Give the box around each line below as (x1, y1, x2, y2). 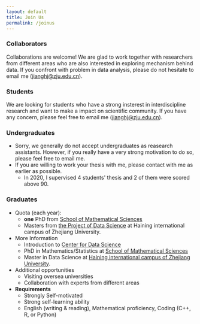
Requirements (14, 285, 51, 292)
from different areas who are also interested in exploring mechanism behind (6, 59, 193, 66)
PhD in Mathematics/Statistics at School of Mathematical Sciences (23, 247, 189, 255)
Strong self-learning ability (23, 298, 90, 305)
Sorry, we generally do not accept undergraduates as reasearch (14, 142, 173, 150)
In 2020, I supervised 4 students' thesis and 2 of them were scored (23, 174, 190, 181)
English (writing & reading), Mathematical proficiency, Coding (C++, (23, 304, 191, 311)
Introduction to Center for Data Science (23, 241, 122, 248)
